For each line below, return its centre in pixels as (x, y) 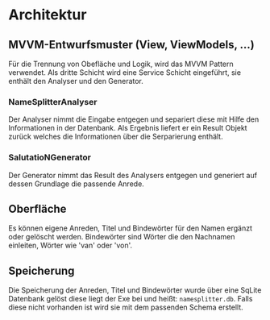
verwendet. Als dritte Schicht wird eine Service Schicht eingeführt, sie (125, 73)
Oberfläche (37, 208)
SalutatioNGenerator (50, 157)
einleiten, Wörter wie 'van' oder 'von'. (71, 245)
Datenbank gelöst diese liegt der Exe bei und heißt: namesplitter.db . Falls (131, 299)
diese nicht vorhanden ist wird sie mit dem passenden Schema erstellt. (126, 307)
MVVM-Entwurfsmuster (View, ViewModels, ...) (132, 45)
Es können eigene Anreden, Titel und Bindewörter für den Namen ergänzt (130, 228)
